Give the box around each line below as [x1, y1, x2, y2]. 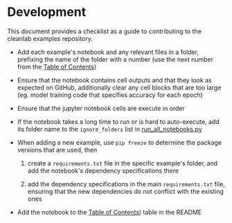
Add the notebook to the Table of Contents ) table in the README [17, 208, 202, 216]
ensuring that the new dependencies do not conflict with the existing [27, 187, 224, 195]
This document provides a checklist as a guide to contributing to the [7, 27, 202, 35]
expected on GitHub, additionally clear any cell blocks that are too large [17, 83, 222, 91]
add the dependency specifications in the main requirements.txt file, [27, 179, 225, 188]
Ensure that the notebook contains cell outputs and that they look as [17, 75, 213, 84]
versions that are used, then [17, 145, 98, 154]
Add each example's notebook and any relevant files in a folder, [17, 48, 199, 56]
